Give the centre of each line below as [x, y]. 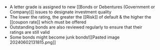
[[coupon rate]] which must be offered [48, 22]
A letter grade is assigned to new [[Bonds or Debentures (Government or [82, 7]
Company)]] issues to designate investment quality [60, 12]
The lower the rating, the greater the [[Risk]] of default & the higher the [80, 17]
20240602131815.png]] [33, 42]
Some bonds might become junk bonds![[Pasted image [64, 37]
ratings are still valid [30, 32]
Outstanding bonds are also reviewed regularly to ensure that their [76, 27]
